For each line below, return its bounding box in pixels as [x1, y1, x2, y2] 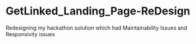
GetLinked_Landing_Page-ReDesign [5, 4, 191, 18]
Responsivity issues [5, 30, 55, 37]
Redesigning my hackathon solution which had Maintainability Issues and [5, 24, 188, 31]
